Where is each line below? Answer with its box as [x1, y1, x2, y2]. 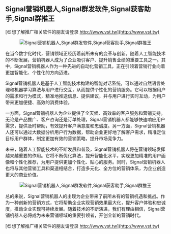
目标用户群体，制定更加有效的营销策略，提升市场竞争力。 [5, 135, 126, 141]
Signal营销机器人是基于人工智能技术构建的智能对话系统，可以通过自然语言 [5, 80, 161, 86]
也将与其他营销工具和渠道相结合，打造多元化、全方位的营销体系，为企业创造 [5, 165, 166, 171]
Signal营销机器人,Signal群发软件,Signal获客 [5, 5, 145, 14]
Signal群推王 [14, 14, 55, 23]
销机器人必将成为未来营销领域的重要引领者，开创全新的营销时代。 [5, 212, 144, 218]
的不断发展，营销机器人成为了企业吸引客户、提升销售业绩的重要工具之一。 [5, 56, 161, 62]
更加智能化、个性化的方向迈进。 [5, 69, 72, 75]
